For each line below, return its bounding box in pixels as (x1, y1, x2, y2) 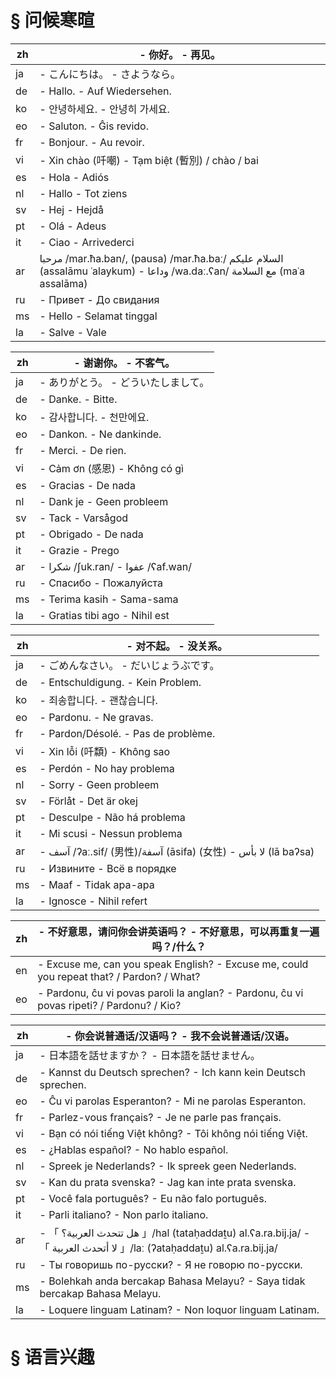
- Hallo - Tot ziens (39, 186, 128, 200)
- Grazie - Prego (39, 543, 120, 557)
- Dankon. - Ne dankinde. (39, 427, 162, 441)
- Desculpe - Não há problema (39, 810, 186, 824)
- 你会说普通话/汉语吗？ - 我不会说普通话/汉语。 (65, 1029, 295, 1043)
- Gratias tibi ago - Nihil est (39, 608, 170, 622)
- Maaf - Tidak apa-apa (39, 877, 155, 891)
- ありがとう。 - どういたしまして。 (39, 375, 210, 389)
